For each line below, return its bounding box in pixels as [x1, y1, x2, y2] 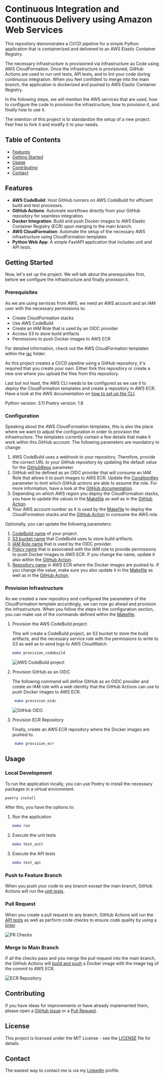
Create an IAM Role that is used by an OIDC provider [12, 325, 118, 331]
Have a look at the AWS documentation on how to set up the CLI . [5, 390, 136, 397]
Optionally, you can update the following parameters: [5, 521, 112, 527]
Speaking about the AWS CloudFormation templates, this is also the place [5, 423, 153, 429]
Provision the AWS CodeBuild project [12, 621, 87, 627]
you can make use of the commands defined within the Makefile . [5, 612, 136, 617]
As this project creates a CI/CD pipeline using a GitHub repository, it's [5, 360, 146, 366]
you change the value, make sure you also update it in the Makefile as [12, 567, 153, 573]
